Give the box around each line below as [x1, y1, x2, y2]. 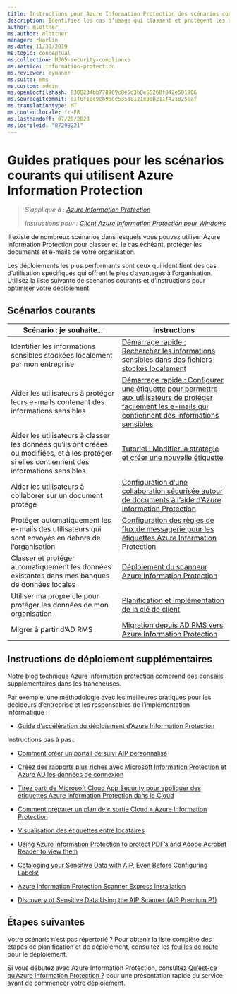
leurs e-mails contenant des [11, 397, 105, 407]
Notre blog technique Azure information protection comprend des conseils [7, 672, 224, 681]
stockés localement [121, 364, 187, 374]
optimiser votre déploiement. [7, 284, 92, 293]
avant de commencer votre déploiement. [7, 978, 126, 987]
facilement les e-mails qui [121, 401, 209, 411]
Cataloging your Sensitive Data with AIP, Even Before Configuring [17, 861, 208, 870]
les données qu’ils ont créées [11, 440, 108, 449]
